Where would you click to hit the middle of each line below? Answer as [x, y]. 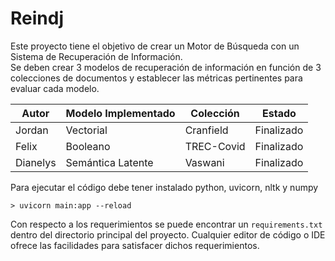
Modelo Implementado [120, 113]
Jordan [32, 130]
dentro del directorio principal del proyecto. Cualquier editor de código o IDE [168, 234]
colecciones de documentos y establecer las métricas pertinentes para [156, 78]
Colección [215, 113]
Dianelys [36, 162]
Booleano [88, 146]
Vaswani [204, 162]
